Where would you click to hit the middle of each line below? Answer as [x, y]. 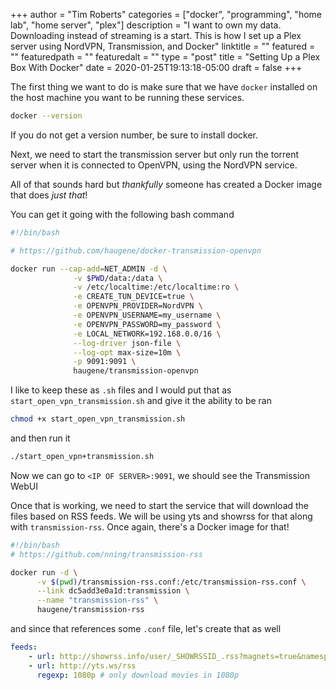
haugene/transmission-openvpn [136, 371]
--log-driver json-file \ [127, 343]
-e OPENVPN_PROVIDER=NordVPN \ [138, 306]
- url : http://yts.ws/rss [82, 665]
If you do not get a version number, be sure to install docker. [134, 135]
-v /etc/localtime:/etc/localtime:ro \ [156, 287]
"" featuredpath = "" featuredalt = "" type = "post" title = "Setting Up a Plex [165, 57]
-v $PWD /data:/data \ [118, 278]
